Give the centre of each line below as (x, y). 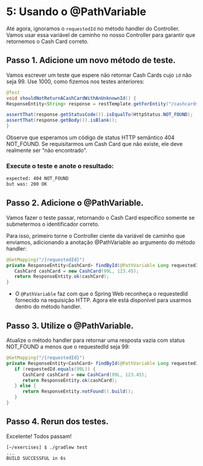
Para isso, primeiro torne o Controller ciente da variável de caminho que (96, 235)
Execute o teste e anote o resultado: (60, 166)
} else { (25, 386)
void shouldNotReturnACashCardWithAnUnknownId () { (71, 98)
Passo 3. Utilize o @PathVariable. (70, 326)
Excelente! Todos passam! (39, 436)
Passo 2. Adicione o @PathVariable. (75, 203)
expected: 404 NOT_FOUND (37, 179)
